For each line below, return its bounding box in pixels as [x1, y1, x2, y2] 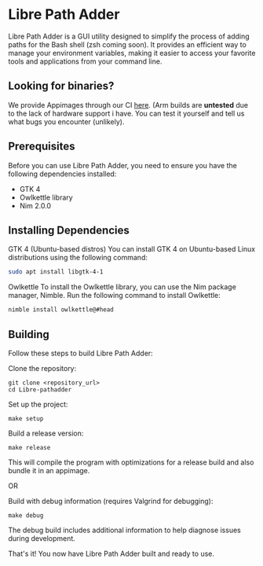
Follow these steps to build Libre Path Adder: [8, 348, 153, 358]
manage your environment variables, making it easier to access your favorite [8, 48, 256, 57]
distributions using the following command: [8, 253, 148, 263]
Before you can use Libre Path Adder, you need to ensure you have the [8, 160, 237, 170]
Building [8, 328, 49, 341]
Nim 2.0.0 [19, 200, 52, 210]
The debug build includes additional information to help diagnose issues [8, 525, 241, 535]
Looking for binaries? [8, 79, 115, 93]
